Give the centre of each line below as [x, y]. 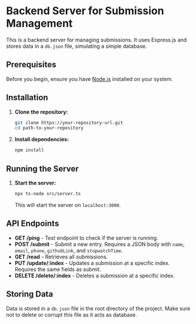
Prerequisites [31, 65]
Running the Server [42, 169]
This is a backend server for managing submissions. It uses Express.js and [97, 40]
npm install [29, 150]
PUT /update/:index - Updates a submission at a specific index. [92, 263]
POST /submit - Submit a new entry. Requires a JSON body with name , [99, 244]
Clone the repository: [41, 112]
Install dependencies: [42, 140]
